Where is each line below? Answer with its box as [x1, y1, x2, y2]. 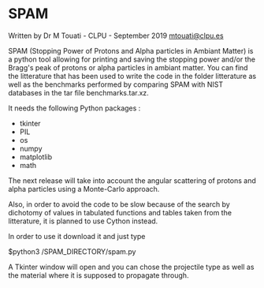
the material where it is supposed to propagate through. [8, 270, 189, 280]
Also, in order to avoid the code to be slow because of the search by [8, 199, 230, 209]
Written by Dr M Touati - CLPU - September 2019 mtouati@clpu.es [8, 31, 224, 40]
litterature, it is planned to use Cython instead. [8, 216, 158, 226]
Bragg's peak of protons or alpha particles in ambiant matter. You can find [8, 62, 248, 72]
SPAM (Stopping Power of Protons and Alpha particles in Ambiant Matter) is [8, 46, 254, 55]
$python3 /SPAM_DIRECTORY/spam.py [8, 246, 136, 256]
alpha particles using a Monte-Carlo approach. [8, 184, 160, 193]
